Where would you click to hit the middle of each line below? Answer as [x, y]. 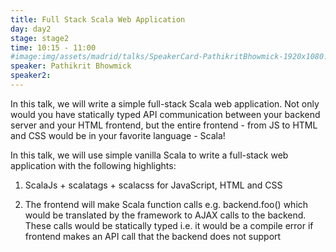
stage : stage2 [40, 38]
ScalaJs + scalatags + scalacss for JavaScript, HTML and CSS [153, 185]
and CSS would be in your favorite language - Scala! [118, 135]
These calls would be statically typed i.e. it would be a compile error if [169, 225]
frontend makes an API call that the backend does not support [153, 236]
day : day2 [31, 29]
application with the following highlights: [93, 165]
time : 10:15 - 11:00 [53, 47]
